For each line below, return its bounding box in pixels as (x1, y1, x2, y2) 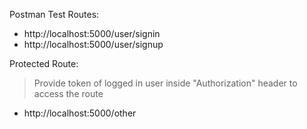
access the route (33, 88, 104, 99)
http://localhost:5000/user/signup (23, 39, 164, 50)
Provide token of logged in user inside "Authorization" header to (33, 77, 298, 89)
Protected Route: (9, 58, 79, 69)
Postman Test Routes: (9, 9, 100, 20)
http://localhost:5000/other (23, 107, 137, 119)
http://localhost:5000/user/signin (23, 28, 161, 39)
